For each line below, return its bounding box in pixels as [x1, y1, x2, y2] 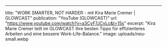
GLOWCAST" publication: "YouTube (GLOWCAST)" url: [5, 15, 118, 21]
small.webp [5, 36, 29, 42]
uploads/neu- [118, 31, 146, 37]
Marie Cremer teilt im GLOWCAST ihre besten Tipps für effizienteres [5, 26, 145, 31]
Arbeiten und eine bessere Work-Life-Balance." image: [5, 31, 117, 37]
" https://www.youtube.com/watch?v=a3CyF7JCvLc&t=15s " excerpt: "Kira [5, 20, 156, 26]
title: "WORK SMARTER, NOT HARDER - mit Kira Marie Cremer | [5, 10, 136, 15]
